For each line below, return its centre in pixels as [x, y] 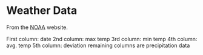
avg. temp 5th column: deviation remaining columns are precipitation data [98, 45]
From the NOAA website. [37, 27]
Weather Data [42, 11]
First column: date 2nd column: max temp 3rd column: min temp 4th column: [102, 39]
